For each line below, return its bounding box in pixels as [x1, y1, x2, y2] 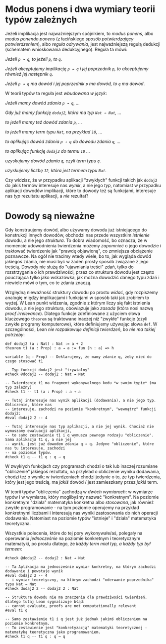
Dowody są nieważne [5, 211, 95, 222]
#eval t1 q [5, 608, 28, 613]
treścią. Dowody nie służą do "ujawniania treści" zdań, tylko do [5, 264, 134, 270]
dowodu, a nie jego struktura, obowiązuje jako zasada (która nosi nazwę [5, 305, 154, 311]
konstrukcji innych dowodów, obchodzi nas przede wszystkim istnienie [5, 232, 150, 238]
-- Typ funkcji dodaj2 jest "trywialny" [5, 367, 90, 372]
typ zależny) [5, 385, 32, 390]
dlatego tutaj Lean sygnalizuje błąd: [5, 599, 85, 604]
